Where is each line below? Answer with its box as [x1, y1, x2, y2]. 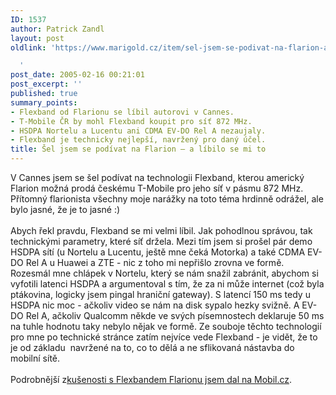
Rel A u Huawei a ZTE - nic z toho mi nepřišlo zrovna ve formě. [25, 257, 285, 268]
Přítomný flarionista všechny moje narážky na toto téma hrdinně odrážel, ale [10, 193, 324, 205]
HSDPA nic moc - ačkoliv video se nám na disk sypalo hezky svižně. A [10, 299, 300, 311]
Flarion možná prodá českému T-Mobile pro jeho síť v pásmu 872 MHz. [10, 182, 304, 194]
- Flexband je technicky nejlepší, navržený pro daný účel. [10, 135, 267, 145]
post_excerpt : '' [10, 79, 83, 90]
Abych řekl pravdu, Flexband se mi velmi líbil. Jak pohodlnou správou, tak [10, 225, 313, 236]
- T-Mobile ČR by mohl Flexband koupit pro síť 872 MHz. [10, 116, 253, 126]
